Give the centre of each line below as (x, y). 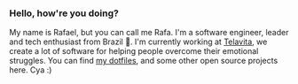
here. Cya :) (31, 70)
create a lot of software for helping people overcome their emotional (134, 51)
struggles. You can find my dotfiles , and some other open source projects (144, 61)
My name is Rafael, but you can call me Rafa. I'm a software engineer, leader (149, 33)
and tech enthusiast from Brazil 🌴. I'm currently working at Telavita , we (138, 42)
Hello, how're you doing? (64, 13)
